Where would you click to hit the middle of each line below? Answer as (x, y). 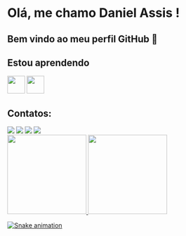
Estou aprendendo (48, 62)
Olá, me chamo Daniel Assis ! (94, 13)
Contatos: (29, 113)
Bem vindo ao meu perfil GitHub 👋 (82, 39)
